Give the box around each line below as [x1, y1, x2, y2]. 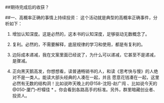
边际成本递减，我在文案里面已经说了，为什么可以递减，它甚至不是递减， [12, 52, 158, 58]
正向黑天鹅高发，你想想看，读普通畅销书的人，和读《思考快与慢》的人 [12, 68, 154, 74]
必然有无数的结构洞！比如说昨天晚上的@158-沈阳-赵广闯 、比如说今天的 [12, 81, 158, 86]
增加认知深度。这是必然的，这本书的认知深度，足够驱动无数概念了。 [12, 31, 150, 37]
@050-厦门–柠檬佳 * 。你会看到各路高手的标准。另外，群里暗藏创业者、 [12, 87, 158, 92]
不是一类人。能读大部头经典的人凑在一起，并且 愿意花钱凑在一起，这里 [16, 75, 160, 80]
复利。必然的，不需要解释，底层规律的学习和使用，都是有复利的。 [12, 41, 145, 47]
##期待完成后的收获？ [5, 4, 49, 10]
